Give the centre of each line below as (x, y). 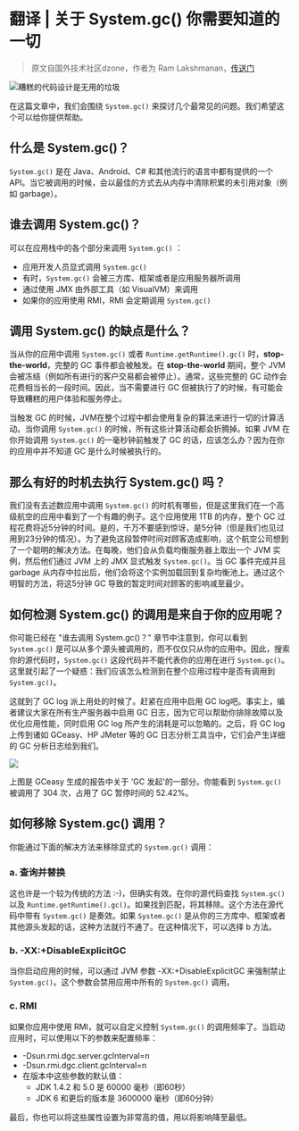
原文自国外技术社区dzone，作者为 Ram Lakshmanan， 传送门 (143, 68)
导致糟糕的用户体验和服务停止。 (68, 398)
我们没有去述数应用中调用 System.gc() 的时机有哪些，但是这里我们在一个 (143, 506)
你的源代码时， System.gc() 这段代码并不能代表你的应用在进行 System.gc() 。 (149, 660)
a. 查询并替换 (37, 872)
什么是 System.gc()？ (69, 148)
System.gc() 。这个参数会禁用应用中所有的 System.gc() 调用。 (122, 982)
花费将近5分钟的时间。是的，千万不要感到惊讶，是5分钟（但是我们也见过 (150, 528)
